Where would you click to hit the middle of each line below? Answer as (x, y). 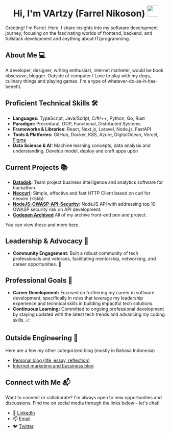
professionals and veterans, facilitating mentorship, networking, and (84, 259)
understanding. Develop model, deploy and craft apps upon (75, 150)
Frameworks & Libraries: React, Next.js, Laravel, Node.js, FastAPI (82, 129)
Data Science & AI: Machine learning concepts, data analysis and (81, 145)
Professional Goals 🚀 (39, 280)
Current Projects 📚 (37, 167)
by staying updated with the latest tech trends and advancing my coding (89, 314)
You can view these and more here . (43, 225)
